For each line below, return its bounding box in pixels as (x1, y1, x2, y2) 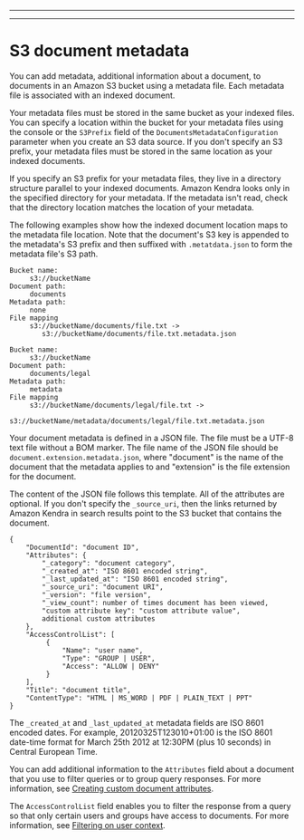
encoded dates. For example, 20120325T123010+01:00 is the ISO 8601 (9, 727, 273, 738)
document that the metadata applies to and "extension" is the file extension (9, 461, 290, 472)
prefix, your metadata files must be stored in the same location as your (9, 146, 273, 157)
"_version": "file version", (42, 590, 152, 599)
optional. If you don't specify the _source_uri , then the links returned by (9, 497, 278, 508)
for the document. (9, 470, 77, 481)
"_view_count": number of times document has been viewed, (42, 598, 270, 607)
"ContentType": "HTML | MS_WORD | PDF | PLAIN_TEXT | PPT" (25, 693, 253, 702)
